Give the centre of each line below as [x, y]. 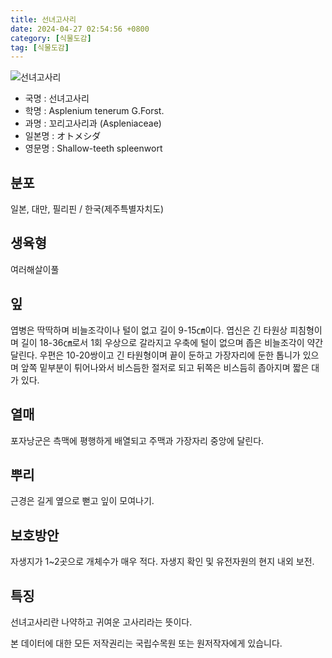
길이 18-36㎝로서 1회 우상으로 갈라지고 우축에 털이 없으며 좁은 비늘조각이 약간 [172, 342]
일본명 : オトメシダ [63, 136]
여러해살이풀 [35, 269]
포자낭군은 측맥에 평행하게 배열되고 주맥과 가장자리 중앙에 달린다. [137, 440]
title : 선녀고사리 [43, 19]
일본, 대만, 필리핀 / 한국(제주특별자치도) [87, 209]
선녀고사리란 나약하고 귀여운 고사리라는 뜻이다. [101, 622]
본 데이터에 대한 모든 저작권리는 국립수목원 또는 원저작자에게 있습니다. [146, 643]
